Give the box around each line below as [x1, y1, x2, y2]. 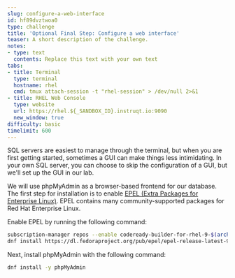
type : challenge [7, 23, 55, 30]
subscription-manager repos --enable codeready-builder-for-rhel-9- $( [7, 231, 218, 238]
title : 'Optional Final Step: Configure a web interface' [7, 29, 180, 37]
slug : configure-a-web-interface [7, 10, 105, 17]
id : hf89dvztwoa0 [7, 17, 58, 24]
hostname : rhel [13, 82, 58, 89]
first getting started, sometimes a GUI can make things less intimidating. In [7, 154, 222, 162]
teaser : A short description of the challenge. [7, 36, 149, 43]
